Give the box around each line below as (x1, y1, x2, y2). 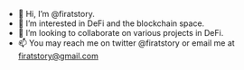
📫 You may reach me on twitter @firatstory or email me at (17, 38, 235, 48)
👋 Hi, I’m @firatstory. (17, 9, 95, 19)
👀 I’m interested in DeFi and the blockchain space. (17, 18, 205, 29)
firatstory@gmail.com (17, 50, 99, 61)
